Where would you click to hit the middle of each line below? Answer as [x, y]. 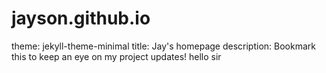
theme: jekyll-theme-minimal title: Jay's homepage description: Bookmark [163, 46]
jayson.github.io [81, 18]
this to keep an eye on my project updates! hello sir [116, 56]
